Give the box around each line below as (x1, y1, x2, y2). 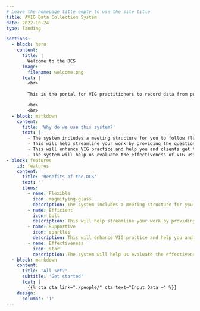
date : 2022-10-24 (6, 20, 49, 26)
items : (21, 185, 39, 191)
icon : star (32, 246, 60, 252)
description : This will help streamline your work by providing (32, 218, 196, 224)
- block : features (6, 157, 52, 164)
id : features (17, 163, 49, 169)
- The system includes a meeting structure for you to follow (27, 135, 185, 142)
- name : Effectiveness (27, 240, 84, 246)
